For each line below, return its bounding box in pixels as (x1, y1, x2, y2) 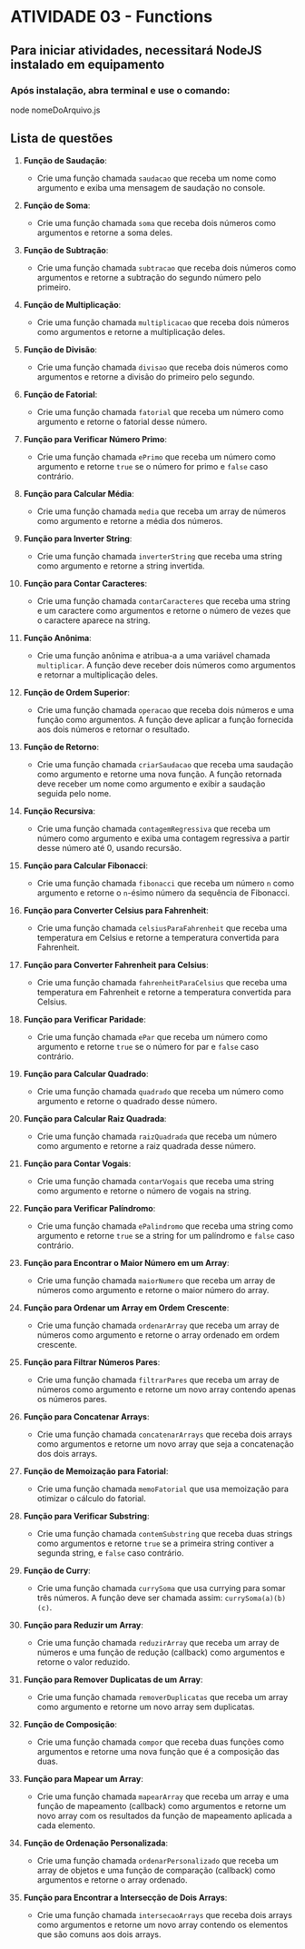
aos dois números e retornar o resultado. (36, 724, 190, 735)
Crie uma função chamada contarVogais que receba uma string (36, 1175, 275, 1186)
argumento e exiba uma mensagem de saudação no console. (36, 182, 266, 193)
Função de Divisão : (23, 343, 98, 355)
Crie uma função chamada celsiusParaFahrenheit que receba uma (36, 922, 288, 933)
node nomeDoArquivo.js (10, 104, 101, 115)
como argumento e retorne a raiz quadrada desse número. (36, 1140, 257, 1151)
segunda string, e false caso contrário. (36, 1547, 184, 1558)
